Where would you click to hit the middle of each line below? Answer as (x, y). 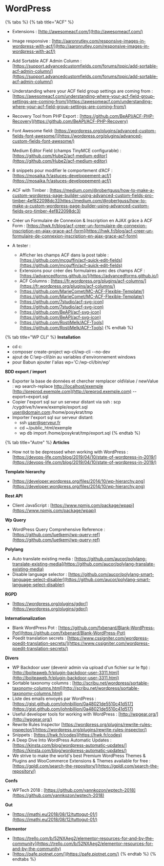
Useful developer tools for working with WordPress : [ (66, 714)
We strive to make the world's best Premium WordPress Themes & (79, 756)
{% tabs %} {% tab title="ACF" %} (40, 22)
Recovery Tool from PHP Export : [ (47, 116)
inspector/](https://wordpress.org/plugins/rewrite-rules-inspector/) (80, 729)
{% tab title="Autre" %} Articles (37, 442)
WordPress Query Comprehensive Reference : (59, 529)
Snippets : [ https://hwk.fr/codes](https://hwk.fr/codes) (67, 735)
